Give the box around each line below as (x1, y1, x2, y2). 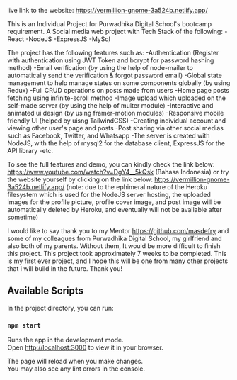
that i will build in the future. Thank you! (7, 264, 122, 272)
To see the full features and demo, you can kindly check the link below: (7, 160, 215, 169)
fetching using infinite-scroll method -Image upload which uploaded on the (7, 94, 226, 102)
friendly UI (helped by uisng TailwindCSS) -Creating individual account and (7, 116, 226, 125)
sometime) (7, 213, 39, 221)
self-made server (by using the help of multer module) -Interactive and (7, 101, 214, 109)
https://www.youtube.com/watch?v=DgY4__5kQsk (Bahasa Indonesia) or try (7, 168, 229, 176)
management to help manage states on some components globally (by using (7, 79, 231, 87)
